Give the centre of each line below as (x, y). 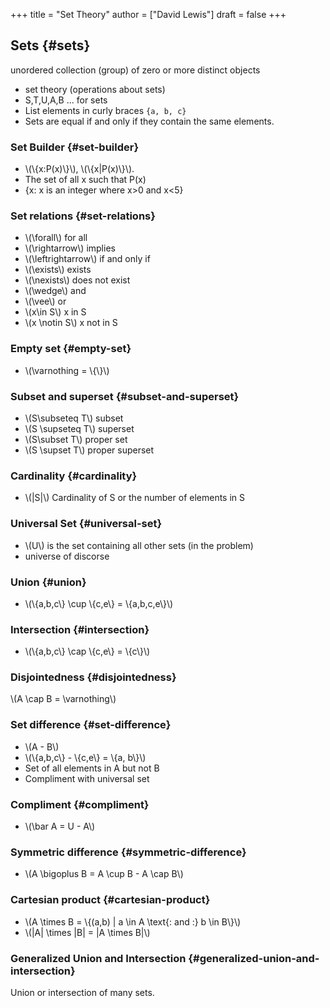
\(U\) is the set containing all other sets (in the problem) (139, 545)
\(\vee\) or (45, 301)
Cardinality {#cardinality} (74, 476)
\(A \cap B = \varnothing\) (63, 699)
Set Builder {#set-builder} (75, 147)
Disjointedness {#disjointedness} (93, 677)
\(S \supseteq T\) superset (79, 428)
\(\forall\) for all (56, 238)
